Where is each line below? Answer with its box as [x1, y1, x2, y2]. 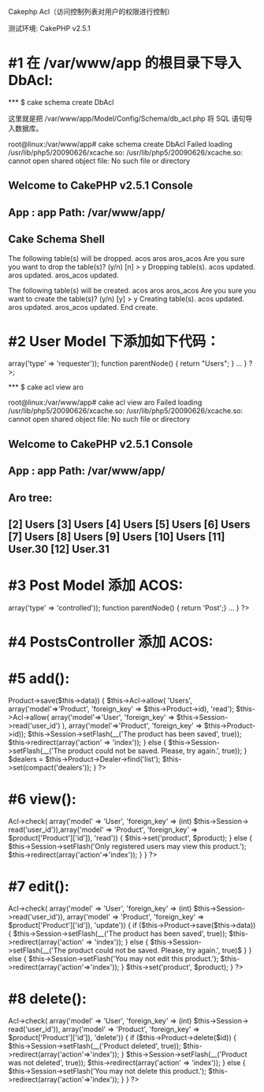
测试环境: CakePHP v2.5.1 [8, 24, 91, 33]
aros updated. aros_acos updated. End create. [8, 302, 158, 311]
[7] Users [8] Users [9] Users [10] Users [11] [8, 531, 225, 544]
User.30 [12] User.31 [8, 542, 110, 556]
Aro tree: [8, 491, 53, 505]
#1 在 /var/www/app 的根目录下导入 [8, 54, 242, 73]
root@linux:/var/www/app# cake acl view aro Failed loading [8, 397, 203, 408]
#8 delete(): [8, 990, 87, 1008]
